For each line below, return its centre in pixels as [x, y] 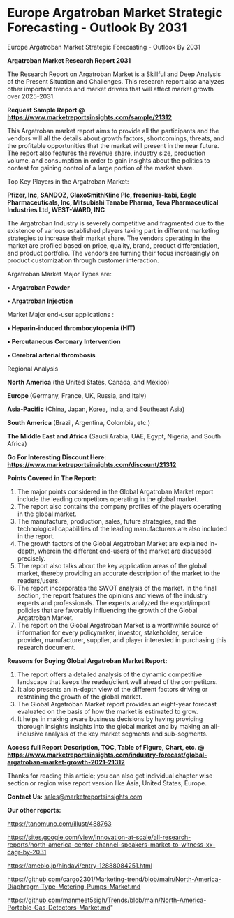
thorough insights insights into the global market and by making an [113, 726]
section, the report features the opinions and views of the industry [112, 595]
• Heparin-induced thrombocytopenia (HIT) [72, 328]
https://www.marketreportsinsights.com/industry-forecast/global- [107, 755]
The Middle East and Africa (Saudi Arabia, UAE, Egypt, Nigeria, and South [114, 436]
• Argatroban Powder [38, 287]
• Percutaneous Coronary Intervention [64, 341]
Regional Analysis [33, 369]
